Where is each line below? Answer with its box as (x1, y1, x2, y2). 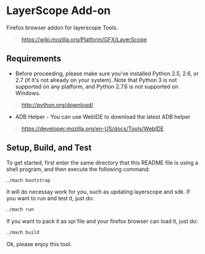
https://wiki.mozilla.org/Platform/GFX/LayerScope (21, 35, 147, 43)
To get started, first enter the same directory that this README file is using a (6, 159, 199, 166)
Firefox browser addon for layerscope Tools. (6, 24, 118, 31)
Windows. (15, 89, 41, 97)
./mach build (6, 230, 40, 236)
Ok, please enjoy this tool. (6, 241, 72, 248)
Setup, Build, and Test (6, 143, 92, 153)
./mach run (6, 206, 34, 213)
